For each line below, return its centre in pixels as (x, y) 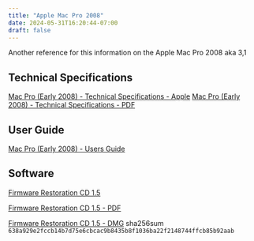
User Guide (36, 130)
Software (31, 173)
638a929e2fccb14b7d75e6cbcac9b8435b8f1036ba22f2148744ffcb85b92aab (121, 231)
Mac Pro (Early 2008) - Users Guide (67, 149)
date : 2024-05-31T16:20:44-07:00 (63, 23)
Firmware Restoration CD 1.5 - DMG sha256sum (86, 223)
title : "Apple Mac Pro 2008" (56, 15)
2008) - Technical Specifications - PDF (72, 105)
